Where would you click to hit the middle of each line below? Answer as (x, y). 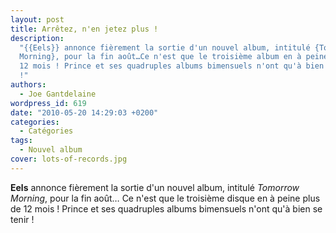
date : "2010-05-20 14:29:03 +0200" (84, 112)
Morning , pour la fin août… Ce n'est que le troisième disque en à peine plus (165, 198)
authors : (28, 85)
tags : (21, 141)
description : (37, 38)
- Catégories (46, 131)
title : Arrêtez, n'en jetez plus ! (84, 29)
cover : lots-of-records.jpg (69, 159)
